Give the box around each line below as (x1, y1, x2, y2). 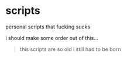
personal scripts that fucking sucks (5, 23, 91, 30)
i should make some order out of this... (5, 34, 99, 41)
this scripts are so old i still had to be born (19, 45, 121, 53)
